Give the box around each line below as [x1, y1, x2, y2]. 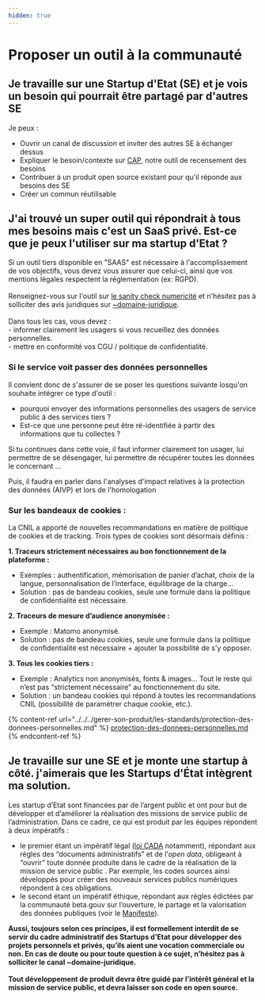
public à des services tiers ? [19, 412, 112, 421]
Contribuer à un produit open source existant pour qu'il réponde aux [19, 172, 243, 182]
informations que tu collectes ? [19, 429, 121, 439]
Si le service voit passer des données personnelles [8, 362, 208, 373]
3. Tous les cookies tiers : [8, 659, 93, 669]
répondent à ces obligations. [19, 883, 113, 892]
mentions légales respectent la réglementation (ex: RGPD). [8, 274, 199, 284]
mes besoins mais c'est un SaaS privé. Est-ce [8, 224, 237, 238]
